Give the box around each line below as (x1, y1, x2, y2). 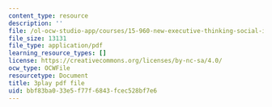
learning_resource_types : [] (8, 49, 107, 57)
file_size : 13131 (8, 34, 67, 43)
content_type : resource (8, 11, 89, 20)
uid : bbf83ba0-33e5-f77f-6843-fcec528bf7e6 (8, 86, 158, 95)
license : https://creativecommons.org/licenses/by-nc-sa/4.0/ (8, 57, 223, 65)
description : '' (8, 19, 63, 27)
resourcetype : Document (8, 72, 89, 80)
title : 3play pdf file (8, 79, 85, 87)
